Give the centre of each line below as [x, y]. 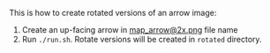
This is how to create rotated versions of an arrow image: [113, 13]
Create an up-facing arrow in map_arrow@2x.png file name [130, 30]
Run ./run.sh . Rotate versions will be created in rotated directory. [142, 39]
